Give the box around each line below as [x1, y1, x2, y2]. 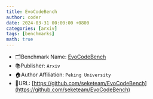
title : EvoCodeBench [6, 8, 58, 15]
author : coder [6, 14, 42, 20]
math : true [6, 36, 33, 42]
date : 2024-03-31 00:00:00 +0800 [6, 20, 90, 26]
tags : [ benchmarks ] [6, 31, 55, 37]
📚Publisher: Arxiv [14, 62, 60, 69]
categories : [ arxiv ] [6, 25, 58, 32]
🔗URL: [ [14, 80, 34, 86]
